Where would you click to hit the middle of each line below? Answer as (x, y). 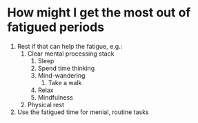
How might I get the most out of (99, 13)
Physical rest (46, 104)
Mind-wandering (61, 75)
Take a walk (65, 82)
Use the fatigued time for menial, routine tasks (83, 112)
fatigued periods (56, 27)
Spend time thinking (66, 68)
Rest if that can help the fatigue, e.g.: (70, 46)
